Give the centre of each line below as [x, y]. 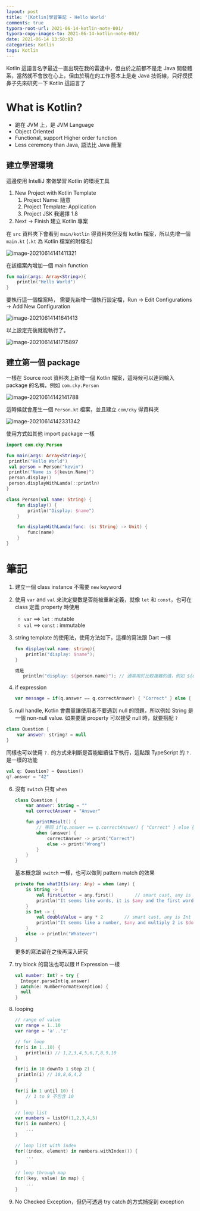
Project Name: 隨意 [47, 199]
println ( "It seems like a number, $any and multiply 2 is [110, 923]
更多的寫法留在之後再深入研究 [51, 951]
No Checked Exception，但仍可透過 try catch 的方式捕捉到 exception [99, 1201]
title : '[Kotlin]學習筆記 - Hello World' [57, 17]
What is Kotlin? [44, 107]
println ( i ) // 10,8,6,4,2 [50, 1075]
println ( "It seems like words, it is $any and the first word [115, 901]
